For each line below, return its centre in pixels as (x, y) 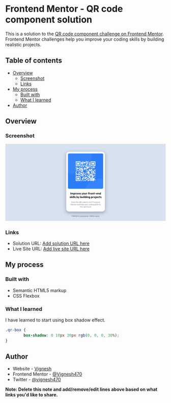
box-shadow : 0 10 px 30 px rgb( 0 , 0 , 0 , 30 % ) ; (72, 335)
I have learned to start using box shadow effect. (55, 320)
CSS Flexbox (26, 296)
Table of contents (34, 61)
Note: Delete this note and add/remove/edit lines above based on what (81, 389)
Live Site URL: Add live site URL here (51, 249)
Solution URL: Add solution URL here (51, 243)
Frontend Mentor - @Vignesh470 (47, 374)
